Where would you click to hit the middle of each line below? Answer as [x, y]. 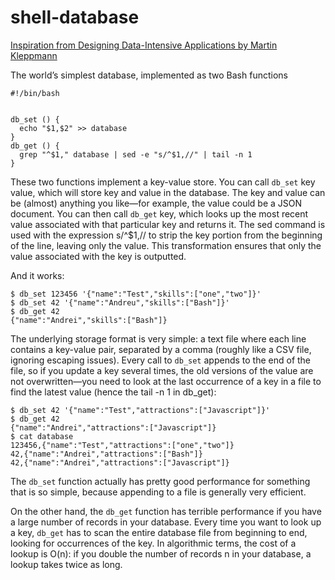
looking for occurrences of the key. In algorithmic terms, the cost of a [153, 543]
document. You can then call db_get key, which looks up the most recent [159, 213]
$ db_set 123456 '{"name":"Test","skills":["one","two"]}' [136, 294]
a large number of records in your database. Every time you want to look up [166, 522]
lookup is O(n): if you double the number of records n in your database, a [161, 553]
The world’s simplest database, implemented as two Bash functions [149, 75]
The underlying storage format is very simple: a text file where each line [158, 338]
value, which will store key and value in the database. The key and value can [168, 192]
